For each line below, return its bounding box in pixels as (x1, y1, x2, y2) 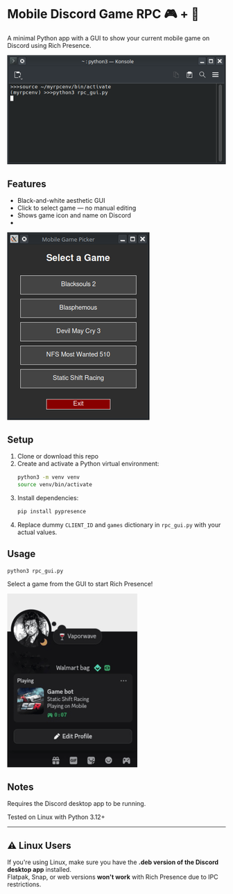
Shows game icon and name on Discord (17, 211, 132, 220)
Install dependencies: (17, 493, 79, 502)
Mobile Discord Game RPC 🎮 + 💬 (7, 6, 200, 22)
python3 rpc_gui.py (7, 568, 64, 574)
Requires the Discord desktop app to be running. (7, 800, 146, 808)
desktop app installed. (7, 866, 71, 874)
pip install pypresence (17, 508, 87, 515)
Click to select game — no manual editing (17, 204, 137, 213)
